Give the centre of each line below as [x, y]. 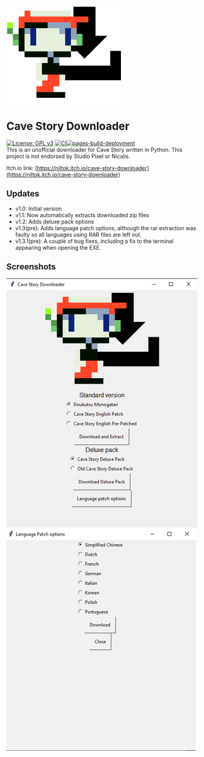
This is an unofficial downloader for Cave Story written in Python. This [94, 149]
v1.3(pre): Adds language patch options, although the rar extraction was [106, 228]
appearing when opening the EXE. [58, 247]
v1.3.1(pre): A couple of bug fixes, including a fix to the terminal [94, 241]
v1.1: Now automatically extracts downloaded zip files [82, 215]
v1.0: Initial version [38, 208]
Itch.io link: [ [22, 168]
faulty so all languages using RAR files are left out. [78, 234]
